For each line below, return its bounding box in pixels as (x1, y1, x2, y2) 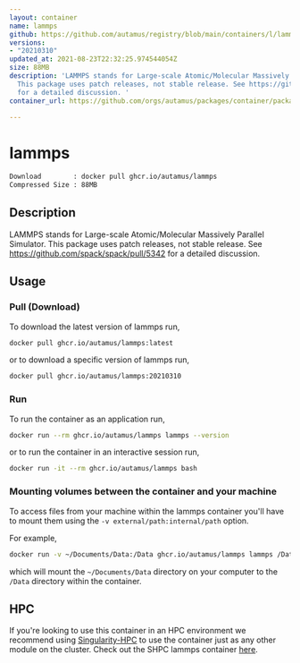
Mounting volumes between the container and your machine (9, 485, 277, 497)
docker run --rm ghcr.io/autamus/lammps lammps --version (9, 430, 229, 439)
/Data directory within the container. (9, 575, 142, 586)
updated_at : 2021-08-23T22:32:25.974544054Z (9, 55, 178, 64)
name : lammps (9, 21, 58, 30)
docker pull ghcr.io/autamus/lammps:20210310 (9, 372, 181, 381)
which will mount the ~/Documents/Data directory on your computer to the (9, 565, 279, 577)
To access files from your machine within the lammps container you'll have (9, 506, 284, 516)
